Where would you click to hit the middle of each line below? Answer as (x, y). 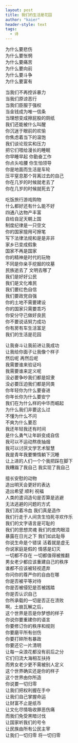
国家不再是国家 (21, 251)
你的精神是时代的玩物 (28, 257)
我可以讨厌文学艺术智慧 (30, 448)
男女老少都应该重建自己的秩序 (37, 562)
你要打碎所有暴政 (23, 639)
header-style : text (26, 24)
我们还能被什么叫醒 (26, 124)
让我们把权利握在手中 (28, 690)
